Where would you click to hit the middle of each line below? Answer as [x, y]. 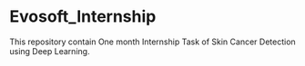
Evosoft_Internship [83, 17]
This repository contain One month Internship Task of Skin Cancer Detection [152, 42]
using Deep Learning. [50, 51]
